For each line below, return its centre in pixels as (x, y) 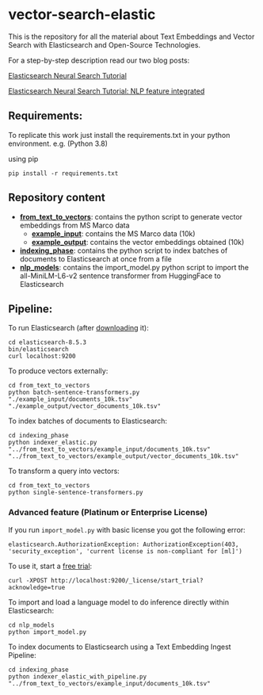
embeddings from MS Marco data (74, 225)
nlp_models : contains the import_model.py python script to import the (134, 267)
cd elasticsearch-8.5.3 (48, 342)
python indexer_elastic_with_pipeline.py (78, 676)
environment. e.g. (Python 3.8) (58, 143)
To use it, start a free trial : (50, 566)
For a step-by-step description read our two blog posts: (99, 60)
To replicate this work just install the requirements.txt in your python (119, 135)
